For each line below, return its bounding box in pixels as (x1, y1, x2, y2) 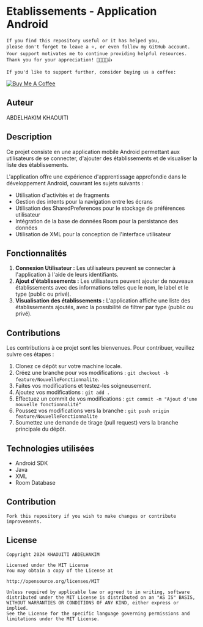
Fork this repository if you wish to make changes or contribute (6, 513, 176, 519)
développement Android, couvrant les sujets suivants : (6, 179, 144, 187)
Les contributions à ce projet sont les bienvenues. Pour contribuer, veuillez (6, 344, 194, 352)
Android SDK (15, 460, 48, 467)
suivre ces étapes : (6, 351, 54, 358)
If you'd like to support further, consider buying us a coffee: (6, 69, 176, 75)
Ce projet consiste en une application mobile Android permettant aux (6, 148, 180, 155)
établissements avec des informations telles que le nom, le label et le (15, 284, 189, 291)
